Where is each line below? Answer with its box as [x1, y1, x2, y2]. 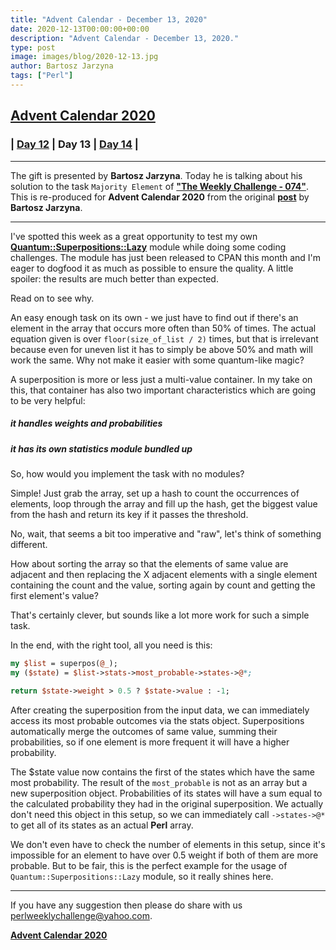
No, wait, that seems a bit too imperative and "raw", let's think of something [10, 527, 322, 540]
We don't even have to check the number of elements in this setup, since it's [10, 838, 326, 850]
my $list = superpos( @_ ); [10, 658, 118, 668]
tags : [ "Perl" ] [10, 71, 74, 81]
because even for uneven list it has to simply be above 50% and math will [10, 343, 313, 355]
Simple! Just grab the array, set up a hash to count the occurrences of [10, 487, 300, 499]
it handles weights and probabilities [10, 417, 163, 430]
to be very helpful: [10, 394, 86, 406]
